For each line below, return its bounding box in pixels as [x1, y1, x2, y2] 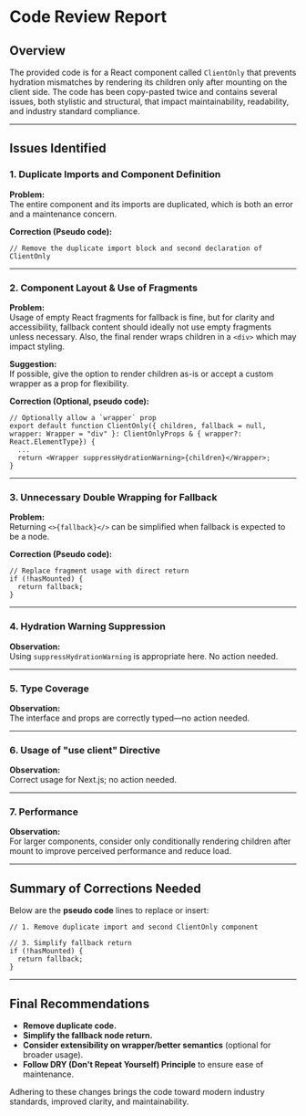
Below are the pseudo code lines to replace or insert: [9, 905, 209, 916]
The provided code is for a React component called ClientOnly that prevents [9, 67, 297, 78]
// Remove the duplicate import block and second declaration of [9, 244, 262, 253]
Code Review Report [9, 6, 167, 27]
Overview [9, 43, 66, 58]
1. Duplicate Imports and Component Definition [9, 168, 221, 181]
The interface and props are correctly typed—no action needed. [9, 712, 250, 723]
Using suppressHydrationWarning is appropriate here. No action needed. [9, 650, 279, 661]
